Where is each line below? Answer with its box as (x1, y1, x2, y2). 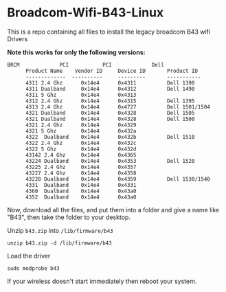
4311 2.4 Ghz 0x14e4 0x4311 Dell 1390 (25, 79, 195, 87)
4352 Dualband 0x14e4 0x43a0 (25, 194, 137, 201)
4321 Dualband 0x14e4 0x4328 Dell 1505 (25, 109, 195, 116)
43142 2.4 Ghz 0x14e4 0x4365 (25, 151, 137, 159)
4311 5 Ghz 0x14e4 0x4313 (25, 91, 137, 98)
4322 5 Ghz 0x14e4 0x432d (25, 146, 137, 153)
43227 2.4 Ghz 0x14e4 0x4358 (25, 170, 137, 177)
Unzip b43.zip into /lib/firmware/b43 (7, 226, 113, 234)
